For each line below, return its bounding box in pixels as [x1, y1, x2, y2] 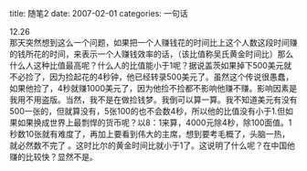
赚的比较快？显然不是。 [9, 152, 98, 162]
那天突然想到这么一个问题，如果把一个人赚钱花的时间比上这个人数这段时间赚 [9, 37, 298, 48]
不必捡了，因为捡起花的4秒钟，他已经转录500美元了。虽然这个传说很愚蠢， [9, 71, 294, 82]
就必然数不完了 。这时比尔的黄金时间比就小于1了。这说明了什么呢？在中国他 [9, 140, 295, 151]
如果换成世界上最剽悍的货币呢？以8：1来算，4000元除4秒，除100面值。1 [16, 117, 292, 128]
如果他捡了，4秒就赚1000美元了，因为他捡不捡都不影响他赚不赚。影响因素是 [9, 83, 298, 93]
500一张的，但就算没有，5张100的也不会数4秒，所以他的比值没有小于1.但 [9, 106, 286, 116]
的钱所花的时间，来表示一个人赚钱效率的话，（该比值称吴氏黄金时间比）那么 [9, 48, 294, 59]
